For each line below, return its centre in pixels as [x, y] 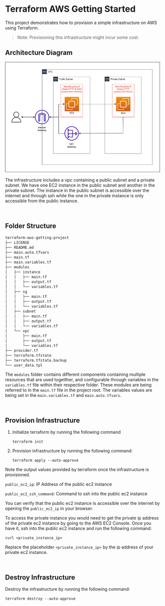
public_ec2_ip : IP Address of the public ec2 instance [58, 484]
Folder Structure [31, 226]
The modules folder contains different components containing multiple [75, 374]
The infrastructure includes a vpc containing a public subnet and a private [80, 180]
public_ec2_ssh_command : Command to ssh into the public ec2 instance [76, 494]
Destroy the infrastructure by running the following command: [68, 589]
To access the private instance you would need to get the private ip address [82, 518]
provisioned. [18, 475]
